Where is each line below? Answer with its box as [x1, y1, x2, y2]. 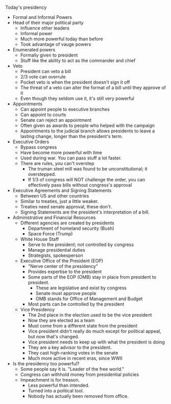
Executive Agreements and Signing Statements [12, 187, 112, 193]
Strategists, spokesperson [28, 252, 83, 258]
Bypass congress [20, 144, 57, 150]
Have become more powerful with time [20, 150, 103, 155]
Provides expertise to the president [28, 268, 102, 275]
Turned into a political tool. [28, 388, 84, 394]
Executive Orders [12, 139, 50, 145]
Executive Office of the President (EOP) [20, 258, 104, 264]
